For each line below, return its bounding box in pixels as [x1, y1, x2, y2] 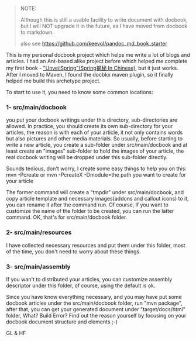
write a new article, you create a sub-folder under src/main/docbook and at [6, 142, 188, 149]
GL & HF [6, 329, 26, 336]
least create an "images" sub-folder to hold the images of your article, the [6, 147, 184, 154]
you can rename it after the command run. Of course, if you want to [6, 201, 169, 208]
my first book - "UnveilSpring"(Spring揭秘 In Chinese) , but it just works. [6, 64, 178, 71]
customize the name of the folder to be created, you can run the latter [6, 208, 174, 215]
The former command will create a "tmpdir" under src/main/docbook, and [6, 189, 184, 196]
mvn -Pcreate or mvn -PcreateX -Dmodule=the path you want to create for [6, 171, 186, 178]
